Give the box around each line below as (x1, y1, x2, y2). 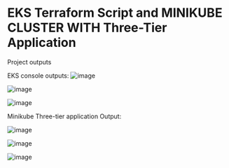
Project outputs (7, 57, 52, 66)
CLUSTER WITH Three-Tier (7, 20, 167, 36)
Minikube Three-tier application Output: (7, 112, 122, 120)
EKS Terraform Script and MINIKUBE (7, 5, 223, 21)
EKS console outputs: (7, 71, 69, 80)
